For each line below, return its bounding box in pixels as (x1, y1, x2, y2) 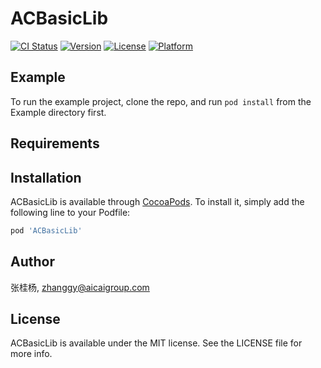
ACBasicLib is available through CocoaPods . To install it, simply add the (10, 195, 305, 207)
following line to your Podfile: (10, 206, 131, 218)
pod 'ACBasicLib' (10, 225, 83, 236)
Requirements (10, 135, 100, 152)
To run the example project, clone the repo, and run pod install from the (10, 95, 312, 107)
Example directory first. (10, 106, 107, 118)
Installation (10, 169, 82, 186)
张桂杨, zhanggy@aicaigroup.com (10, 281, 150, 293)
